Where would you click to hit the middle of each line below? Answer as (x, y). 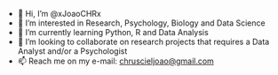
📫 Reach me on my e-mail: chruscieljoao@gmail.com (116, 61)
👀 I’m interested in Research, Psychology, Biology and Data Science (141, 23)
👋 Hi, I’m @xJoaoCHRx (60, 14)
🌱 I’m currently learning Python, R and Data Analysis (113, 32)
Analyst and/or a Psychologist (72, 51)
